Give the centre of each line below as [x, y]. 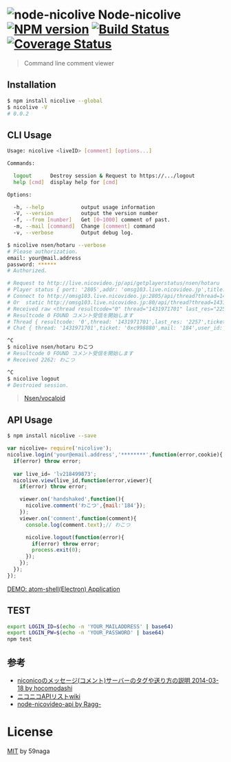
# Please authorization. [43, 252]
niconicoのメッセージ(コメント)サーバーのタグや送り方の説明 [103, 680]
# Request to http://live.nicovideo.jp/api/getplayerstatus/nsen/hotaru [113, 283]
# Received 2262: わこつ [41, 360]
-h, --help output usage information [84, 207]
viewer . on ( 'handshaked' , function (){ [72, 499]
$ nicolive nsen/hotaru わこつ [51, 347]
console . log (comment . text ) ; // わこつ [78, 525]
